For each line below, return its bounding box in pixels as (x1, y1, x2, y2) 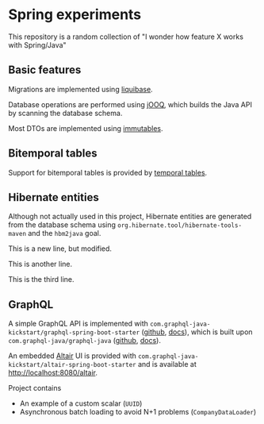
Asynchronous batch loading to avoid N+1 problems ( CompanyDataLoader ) (19, 407, 257, 417)
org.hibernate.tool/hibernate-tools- (117, 222, 243, 229)
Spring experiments (8, 6, 142, 24)
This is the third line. (8, 275, 75, 284)
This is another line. (8, 260, 73, 269)
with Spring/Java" (8, 40, 67, 49)
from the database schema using (8, 220, 117, 229)
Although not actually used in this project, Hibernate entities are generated (8, 212, 252, 222)
